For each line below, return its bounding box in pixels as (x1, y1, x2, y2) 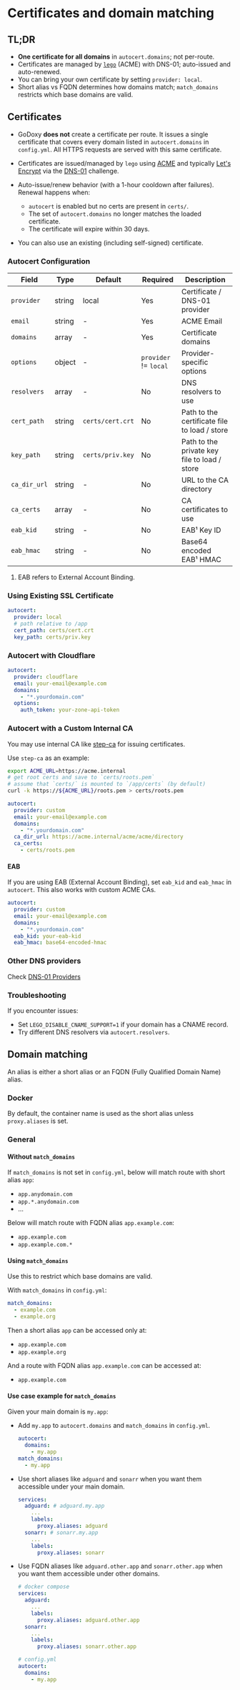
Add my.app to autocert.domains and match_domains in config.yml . (17, 1421, 211, 1430)
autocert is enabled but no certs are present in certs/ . (28, 201, 189, 210)
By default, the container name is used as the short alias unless (7, 1109, 194, 1118)
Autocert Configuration (7, 256, 91, 266)
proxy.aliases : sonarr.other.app (36, 1643, 137, 1651)
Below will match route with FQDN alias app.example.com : (7, 1219, 175, 1227)
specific (181, 357, 209, 367)
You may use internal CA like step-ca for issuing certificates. (7, 739, 186, 748)
